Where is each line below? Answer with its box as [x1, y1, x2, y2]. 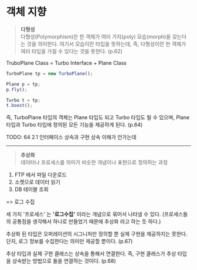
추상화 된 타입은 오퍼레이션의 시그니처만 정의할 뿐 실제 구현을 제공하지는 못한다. [6, 230, 188, 237]
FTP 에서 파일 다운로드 [14, 171, 67, 178]
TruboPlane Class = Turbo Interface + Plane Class [6, 59, 127, 66]
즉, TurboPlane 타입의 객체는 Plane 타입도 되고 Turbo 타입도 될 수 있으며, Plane [6, 114, 190, 121]
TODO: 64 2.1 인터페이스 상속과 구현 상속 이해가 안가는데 [6, 134, 137, 141]
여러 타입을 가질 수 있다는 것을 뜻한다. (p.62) [20, 47, 123, 54]
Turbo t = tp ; [6, 97, 41, 103]
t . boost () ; [6, 103, 33, 109]
